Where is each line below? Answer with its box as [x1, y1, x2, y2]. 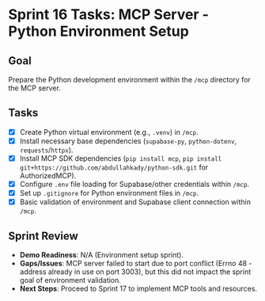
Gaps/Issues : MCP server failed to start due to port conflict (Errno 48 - [19, 259, 252, 268]
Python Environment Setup [8, 22, 190, 40]
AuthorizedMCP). [19, 171, 77, 180]
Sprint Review [8, 229, 79, 242]
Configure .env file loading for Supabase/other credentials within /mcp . [19, 180, 250, 189]
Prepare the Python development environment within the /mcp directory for [8, 75, 252, 84]
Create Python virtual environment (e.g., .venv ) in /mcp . [19, 127, 199, 136]
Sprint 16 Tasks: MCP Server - [8, 6, 210, 24]
